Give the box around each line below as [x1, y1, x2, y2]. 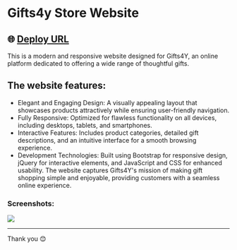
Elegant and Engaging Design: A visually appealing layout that [17, 98, 197, 107]
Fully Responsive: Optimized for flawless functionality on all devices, [17, 113, 217, 121]
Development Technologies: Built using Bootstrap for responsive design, [17, 150, 228, 160]
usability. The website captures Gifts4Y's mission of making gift [17, 166, 203, 174]
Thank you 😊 [7, 234, 47, 243]
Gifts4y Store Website [7, 5, 140, 21]
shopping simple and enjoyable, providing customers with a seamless [17, 173, 220, 181]
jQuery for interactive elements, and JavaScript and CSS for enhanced [17, 158, 222, 167]
